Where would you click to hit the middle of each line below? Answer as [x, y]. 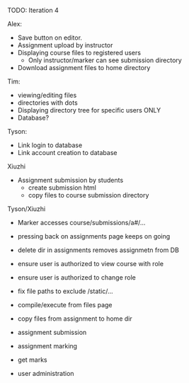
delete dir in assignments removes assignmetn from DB [98, 250]
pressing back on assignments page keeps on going [94, 236]
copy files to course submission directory [88, 195]
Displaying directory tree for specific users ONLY [89, 110]
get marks [32, 360]
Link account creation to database [67, 153]
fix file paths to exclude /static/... [65, 291]
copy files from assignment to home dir [75, 319]
